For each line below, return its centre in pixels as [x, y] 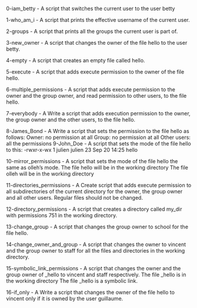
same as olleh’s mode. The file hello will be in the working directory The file [97, 168]
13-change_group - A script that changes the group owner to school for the [97, 227]
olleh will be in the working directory [50, 174]
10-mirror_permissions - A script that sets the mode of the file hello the [92, 161]
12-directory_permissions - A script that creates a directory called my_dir [94, 209]
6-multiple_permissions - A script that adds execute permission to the [91, 90]
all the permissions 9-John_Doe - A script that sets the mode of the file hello [98, 143]
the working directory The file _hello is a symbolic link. [72, 281]
